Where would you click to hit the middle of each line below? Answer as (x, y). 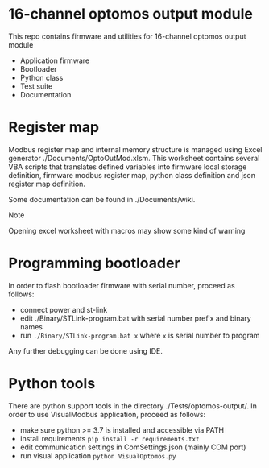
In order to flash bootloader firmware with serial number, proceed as (122, 285)
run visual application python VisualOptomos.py (98, 455)
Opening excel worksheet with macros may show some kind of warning (127, 230)
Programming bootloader (94, 263)
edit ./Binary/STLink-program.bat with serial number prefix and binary (135, 318)
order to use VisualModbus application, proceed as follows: (107, 414)
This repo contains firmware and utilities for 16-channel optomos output (128, 36)
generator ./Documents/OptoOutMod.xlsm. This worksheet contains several (134, 158)
